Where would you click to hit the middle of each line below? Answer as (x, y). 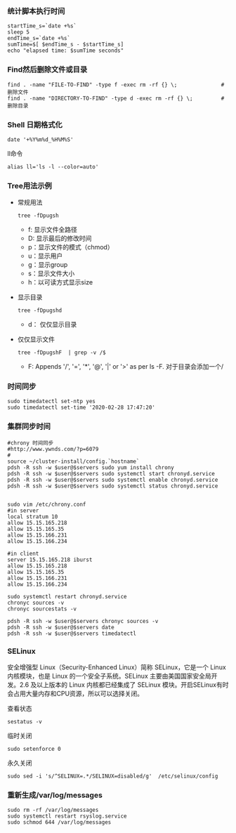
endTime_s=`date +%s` (39, 39)
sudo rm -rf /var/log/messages (53, 810)
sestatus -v (25, 722)
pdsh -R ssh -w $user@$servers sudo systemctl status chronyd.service (113, 486)
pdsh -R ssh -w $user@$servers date (61, 627)
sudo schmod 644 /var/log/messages (59, 822)
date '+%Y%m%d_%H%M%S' (40, 139)
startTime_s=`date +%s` (42, 26)
